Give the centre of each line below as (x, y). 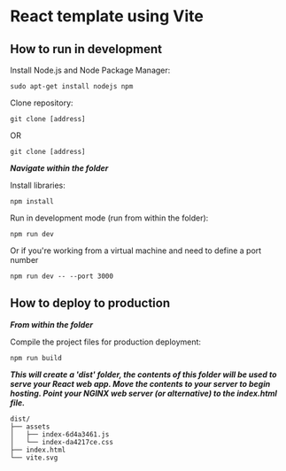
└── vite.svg (34, 458)
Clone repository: (42, 103)
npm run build (36, 358)
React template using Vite (107, 16)
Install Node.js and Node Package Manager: (90, 70)
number (24, 260)
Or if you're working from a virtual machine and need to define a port (136, 251)
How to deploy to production (90, 303)
